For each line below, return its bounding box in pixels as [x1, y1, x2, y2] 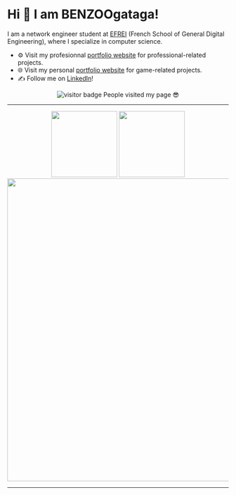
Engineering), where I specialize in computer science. [7, 37, 163, 45]
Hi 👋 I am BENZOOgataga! [7, 6, 159, 23]
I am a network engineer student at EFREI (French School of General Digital [7, 30, 225, 38]
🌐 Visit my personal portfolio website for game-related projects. [17, 65, 202, 74]
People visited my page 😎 [103, 90, 180, 99]
